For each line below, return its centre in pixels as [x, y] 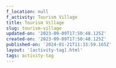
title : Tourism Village [35, 22]
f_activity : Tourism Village [42, 17]
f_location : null [27, 12]
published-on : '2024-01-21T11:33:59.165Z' [59, 45]
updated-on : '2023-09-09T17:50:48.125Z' [57, 34]
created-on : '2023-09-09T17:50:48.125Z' [57, 39]
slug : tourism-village [34, 28]
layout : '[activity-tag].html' [44, 50]
